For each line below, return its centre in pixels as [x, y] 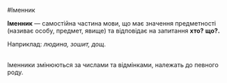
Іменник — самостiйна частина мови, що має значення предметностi [112, 23]
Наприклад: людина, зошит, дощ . [57, 44]
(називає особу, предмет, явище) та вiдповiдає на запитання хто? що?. [114, 31]
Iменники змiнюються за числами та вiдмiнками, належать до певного [113, 65]
